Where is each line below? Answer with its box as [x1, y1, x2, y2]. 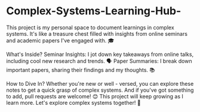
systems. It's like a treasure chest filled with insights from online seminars [6, 30, 188, 37]
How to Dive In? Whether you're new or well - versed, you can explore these [6, 80, 194, 87]
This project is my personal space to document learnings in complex [6, 24, 174, 31]
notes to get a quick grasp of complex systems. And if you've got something [6, 86, 194, 94]
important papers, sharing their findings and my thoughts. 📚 [6, 66, 155, 73]
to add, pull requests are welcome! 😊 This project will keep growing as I [6, 92, 183, 99]
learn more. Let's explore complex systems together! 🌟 [6, 99, 141, 106]
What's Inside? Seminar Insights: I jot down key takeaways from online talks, [6, 51, 194, 58]
